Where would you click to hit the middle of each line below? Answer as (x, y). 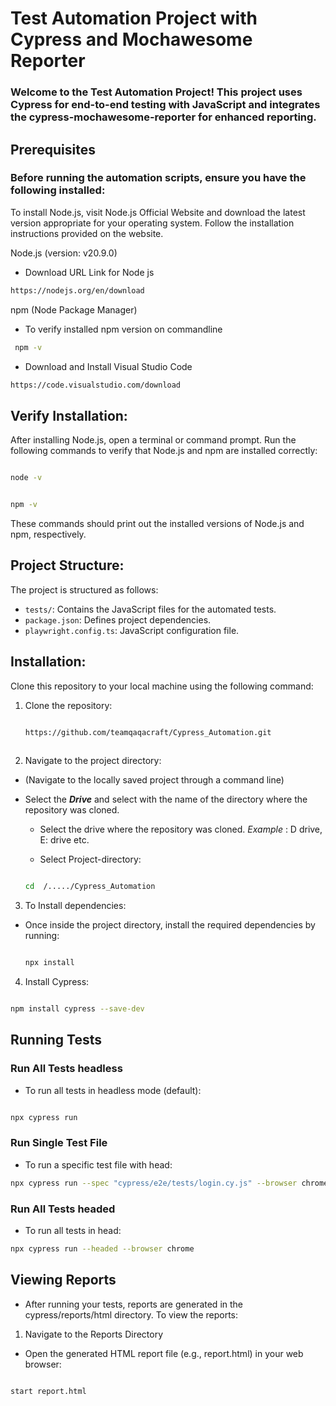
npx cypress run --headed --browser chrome (102, 1249)
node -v (26, 478)
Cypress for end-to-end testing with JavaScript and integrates (165, 105)
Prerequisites (53, 149)
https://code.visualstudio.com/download (96, 385)
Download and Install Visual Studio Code (108, 366)
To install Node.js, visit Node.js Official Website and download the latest (158, 212)
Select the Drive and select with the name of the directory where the (166, 799)
